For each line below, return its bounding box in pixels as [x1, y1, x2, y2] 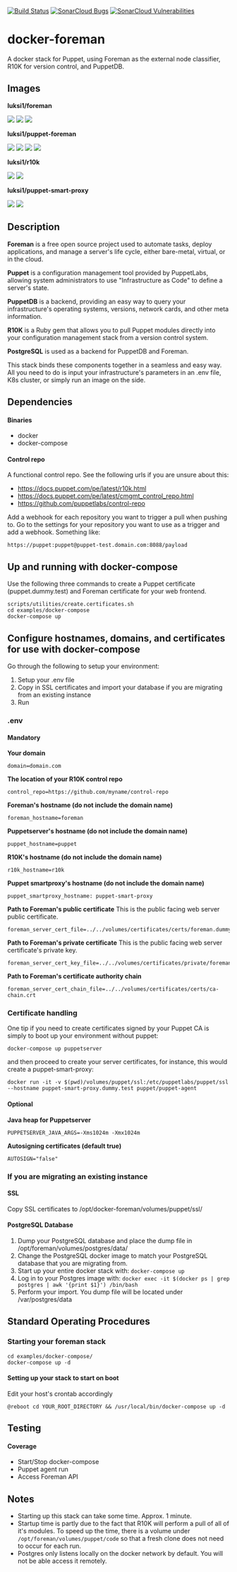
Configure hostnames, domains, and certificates [7, 632, 226, 644]
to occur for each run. [17, 1542, 82, 1550]
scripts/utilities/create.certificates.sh [7, 600, 134, 608]
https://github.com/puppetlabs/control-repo [17, 500, 146, 508]
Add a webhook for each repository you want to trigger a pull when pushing [7, 513, 228, 521]
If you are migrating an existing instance [7, 1171, 148, 1181]
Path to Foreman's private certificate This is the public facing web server [7, 938, 223, 947]
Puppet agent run [17, 1465, 69, 1474]
